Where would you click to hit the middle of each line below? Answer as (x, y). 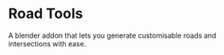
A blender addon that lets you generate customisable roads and (112, 35)
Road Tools (46, 14)
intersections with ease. (47, 43)
